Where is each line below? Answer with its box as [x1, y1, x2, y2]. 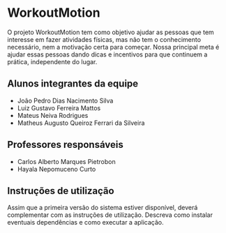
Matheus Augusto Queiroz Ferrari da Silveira [17, 119, 145, 127]
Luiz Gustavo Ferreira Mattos [17, 103, 101, 112]
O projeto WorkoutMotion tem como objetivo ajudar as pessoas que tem [7, 28, 214, 36]
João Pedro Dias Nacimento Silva [17, 96, 114, 105]
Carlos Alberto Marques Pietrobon [17, 157, 116, 165]
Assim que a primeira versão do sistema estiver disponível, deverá [7, 204, 198, 212]
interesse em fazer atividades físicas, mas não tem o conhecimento [7, 35, 201, 43]
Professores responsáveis [7, 139, 123, 151]
